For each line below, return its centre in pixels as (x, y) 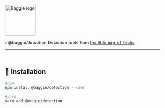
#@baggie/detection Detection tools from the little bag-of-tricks (70, 43)
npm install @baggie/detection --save (45, 87)
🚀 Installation (26, 72)
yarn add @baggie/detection (34, 101)
